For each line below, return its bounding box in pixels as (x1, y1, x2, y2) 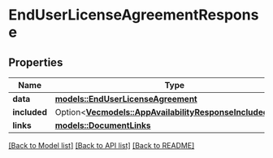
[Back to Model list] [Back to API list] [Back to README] (8, 141, 195, 150)
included (12, 107, 47, 117)
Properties (8, 55, 63, 69)
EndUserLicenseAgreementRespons (8, 6, 259, 24)
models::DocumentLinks (54, 120, 151, 131)
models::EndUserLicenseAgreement (54, 94, 197, 104)
